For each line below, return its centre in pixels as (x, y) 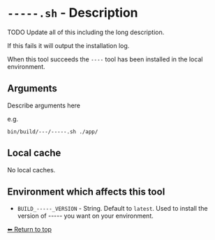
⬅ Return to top (30, 230)
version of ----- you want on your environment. (85, 216)
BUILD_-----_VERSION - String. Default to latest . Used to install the (112, 209)
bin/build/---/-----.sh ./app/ (53, 132)
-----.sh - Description (73, 13)
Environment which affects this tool (86, 192)
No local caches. (31, 170)
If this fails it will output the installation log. (68, 45)
